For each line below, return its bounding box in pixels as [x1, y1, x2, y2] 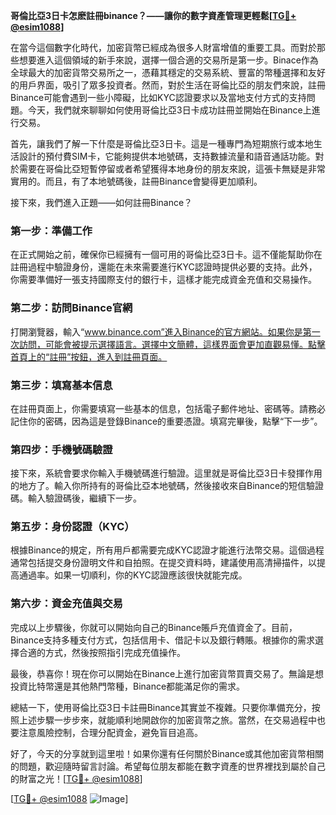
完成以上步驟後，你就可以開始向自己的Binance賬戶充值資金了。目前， [10, 621, 298, 633]
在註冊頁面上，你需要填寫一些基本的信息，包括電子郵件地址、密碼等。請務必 [10, 402, 326, 414]
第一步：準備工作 [10, 224, 93, 238]
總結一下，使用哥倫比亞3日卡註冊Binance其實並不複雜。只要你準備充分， [10, 701, 312, 713]
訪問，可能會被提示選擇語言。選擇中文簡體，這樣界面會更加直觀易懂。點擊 [18, 338, 326, 350]
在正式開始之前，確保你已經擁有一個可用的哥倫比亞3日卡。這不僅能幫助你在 [10, 249, 323, 261]
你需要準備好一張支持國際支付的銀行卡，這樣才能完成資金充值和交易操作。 [10, 274, 317, 286]
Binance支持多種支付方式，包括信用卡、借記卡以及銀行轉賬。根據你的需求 [10, 634, 316, 646]
